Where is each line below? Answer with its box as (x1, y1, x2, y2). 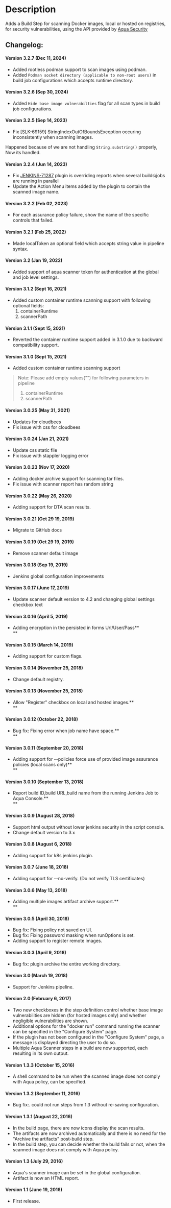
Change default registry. (12, 676, 64, 682)
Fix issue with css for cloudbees (12, 424, 81, 430)
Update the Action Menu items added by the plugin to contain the (12, 183, 151, 189)
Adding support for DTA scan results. (12, 504, 91, 510)
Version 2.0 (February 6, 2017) (5, 996, 71, 1002)
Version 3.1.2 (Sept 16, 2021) (5, 286, 67, 292)
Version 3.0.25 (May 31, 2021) (5, 407, 70, 413)
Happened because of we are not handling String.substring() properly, (5, 144, 158, 150)
